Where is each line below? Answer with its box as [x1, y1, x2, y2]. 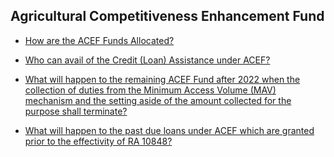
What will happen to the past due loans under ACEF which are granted [24, 124, 315, 136]
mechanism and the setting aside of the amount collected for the [24, 94, 292, 106]
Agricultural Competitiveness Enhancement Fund [10, 8, 325, 25]
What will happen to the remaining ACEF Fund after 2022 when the [24, 73, 301, 85]
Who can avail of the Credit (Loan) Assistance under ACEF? [24, 54, 271, 66]
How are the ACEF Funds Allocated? [24, 34, 175, 46]
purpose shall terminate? [24, 105, 128, 117]
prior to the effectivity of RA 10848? [24, 135, 173, 147]
